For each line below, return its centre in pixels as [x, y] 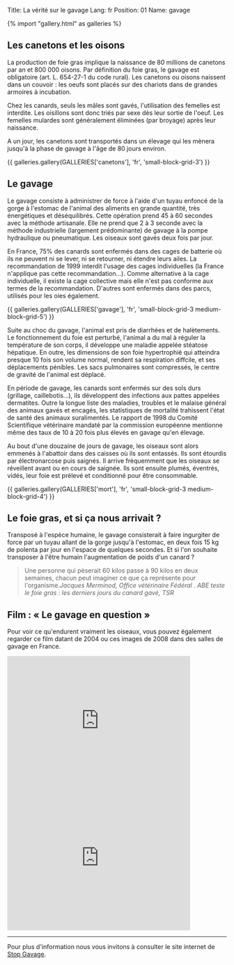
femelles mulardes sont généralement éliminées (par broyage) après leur [111, 120]
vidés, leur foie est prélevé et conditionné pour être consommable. [103, 475]
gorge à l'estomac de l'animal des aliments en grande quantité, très [104, 208]
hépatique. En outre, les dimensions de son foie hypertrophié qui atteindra [114, 352]
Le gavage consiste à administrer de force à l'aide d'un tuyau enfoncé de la [116, 201]
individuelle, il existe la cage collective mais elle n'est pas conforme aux [110, 281]
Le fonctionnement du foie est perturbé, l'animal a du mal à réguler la [107, 337]
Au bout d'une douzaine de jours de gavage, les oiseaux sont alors [103, 446]
